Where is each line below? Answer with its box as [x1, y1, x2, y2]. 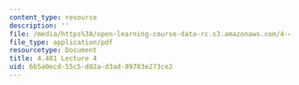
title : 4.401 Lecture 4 [9, 54, 98, 63]
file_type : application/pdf [9, 37, 114, 47]
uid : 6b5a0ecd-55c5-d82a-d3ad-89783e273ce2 [9, 63, 174, 72]
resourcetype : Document [9, 46, 98, 55]
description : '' [9, 21, 69, 30]
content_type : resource [9, 12, 98, 22]
